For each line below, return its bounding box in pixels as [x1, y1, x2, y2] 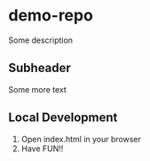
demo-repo [8, 5, 94, 26]
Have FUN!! [20, 143, 64, 154]
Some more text [8, 84, 67, 94]
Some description [8, 35, 73, 45]
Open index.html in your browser [20, 133, 141, 144]
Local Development [8, 110, 118, 125]
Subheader [8, 60, 72, 76]
